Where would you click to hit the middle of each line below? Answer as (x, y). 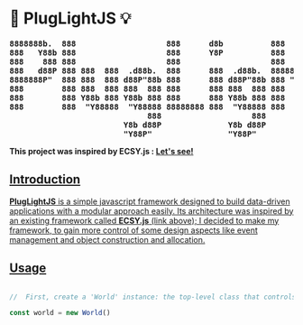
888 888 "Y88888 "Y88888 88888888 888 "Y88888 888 (147, 107)
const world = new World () (60, 313)
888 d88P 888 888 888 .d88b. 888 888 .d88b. (135, 70)
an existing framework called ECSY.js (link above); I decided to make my (144, 220)
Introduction (45, 180)
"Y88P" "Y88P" (190, 134)
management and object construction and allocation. (107, 239)
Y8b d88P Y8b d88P (195, 125)
